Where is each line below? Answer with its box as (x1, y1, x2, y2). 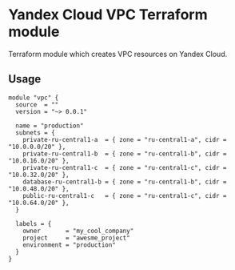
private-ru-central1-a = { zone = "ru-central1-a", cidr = (22, 135, 227, 143)
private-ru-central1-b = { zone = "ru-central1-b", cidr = (22, 150, 227, 158)
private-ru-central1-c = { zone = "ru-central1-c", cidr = (22, 163, 227, 171)
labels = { (15, 220, 52, 228)
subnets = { (15, 128, 56, 137)
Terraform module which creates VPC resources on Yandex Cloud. (8, 49, 228, 58)
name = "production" (15, 122, 84, 130)
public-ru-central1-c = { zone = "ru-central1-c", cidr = (22, 191, 227, 199)
